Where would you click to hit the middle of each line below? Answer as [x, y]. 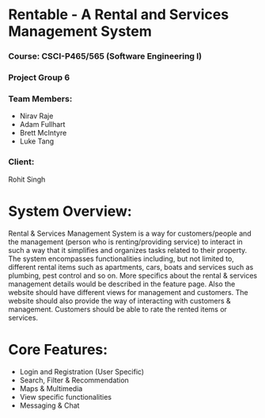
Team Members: [40, 98]
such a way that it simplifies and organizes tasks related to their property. [128, 250]
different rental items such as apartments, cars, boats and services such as [131, 267]
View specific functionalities [66, 397]
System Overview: [70, 211]
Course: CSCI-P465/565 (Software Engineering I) [105, 56]
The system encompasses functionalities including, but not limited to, [121, 259]
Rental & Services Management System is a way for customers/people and [130, 233]
